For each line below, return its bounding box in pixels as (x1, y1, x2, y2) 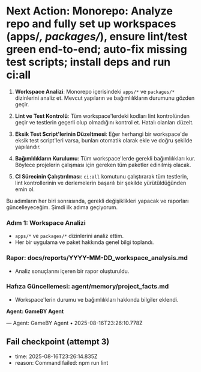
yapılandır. (14, 143, 41, 150)
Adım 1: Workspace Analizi (6, 218, 86, 227)
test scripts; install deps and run (6, 55, 171, 69)
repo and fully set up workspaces (6, 17, 176, 31)
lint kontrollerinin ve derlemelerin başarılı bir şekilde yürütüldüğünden (14, 179, 187, 186)
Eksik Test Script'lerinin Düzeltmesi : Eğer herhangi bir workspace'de (14, 130, 188, 138)
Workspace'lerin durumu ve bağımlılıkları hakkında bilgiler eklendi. (14, 296, 179, 303)
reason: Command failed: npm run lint (14, 359, 109, 366)
